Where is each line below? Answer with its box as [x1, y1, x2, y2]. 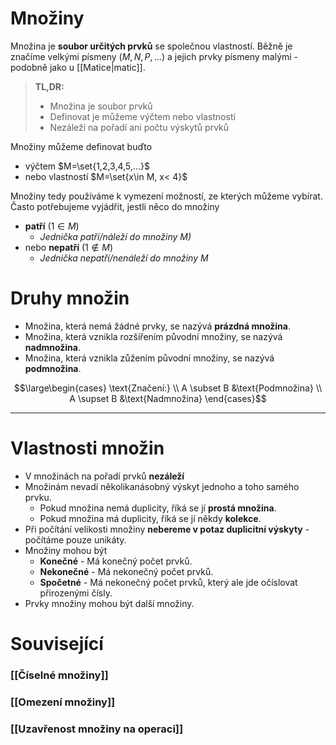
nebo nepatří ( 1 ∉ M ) [24, 241, 114, 253]
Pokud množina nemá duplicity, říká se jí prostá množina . [39, 502, 277, 514]
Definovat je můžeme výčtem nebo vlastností [49, 110, 236, 122]
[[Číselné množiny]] [10, 668, 109, 682]
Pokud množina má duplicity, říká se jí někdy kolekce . [39, 512, 262, 524]
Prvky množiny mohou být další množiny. [24, 597, 195, 609]
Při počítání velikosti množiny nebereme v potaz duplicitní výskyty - [24, 523, 310, 535]
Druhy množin [10, 287, 130, 310]
